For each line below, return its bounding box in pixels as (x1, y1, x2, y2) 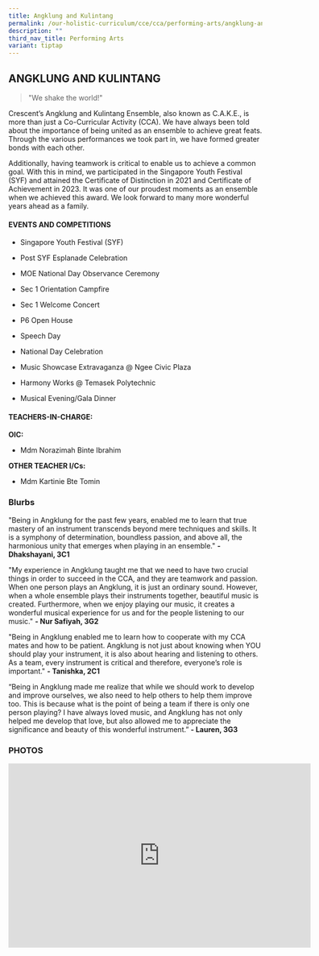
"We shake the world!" (27, 93, 103, 102)
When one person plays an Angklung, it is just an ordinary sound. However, (8, 581, 258, 592)
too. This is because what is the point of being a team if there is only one (8, 698, 250, 709)
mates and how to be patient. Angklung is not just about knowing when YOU (8, 640, 262, 650)
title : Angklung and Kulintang (8, 11, 114, 20)
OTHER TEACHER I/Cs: (8, 461, 86, 471)
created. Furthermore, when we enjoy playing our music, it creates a (8, 599, 235, 609)
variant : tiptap (8, 42, 63, 50)
